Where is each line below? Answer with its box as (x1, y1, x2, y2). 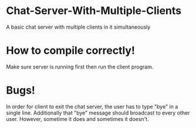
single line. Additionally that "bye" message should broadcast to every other (6, 109, 190, 116)
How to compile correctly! (6, 44, 135, 57)
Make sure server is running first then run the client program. (6, 63, 154, 70)
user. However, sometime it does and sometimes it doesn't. (6, 115, 149, 122)
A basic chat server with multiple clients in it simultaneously (6, 23, 151, 30)
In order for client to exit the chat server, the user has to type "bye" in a (6, 103, 178, 110)
